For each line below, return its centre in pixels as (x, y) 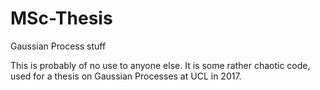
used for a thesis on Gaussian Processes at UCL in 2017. (126, 76)
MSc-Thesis (61, 18)
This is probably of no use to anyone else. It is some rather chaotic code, (160, 65)
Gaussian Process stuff (58, 46)
